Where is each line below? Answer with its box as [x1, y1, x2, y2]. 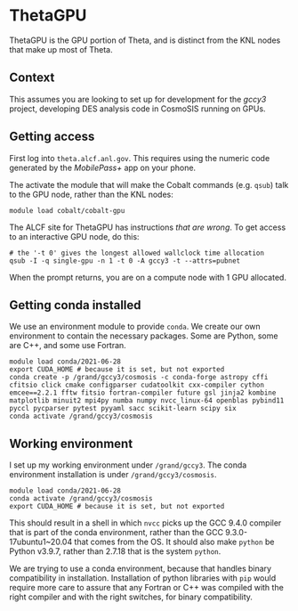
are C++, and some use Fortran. [9, 340, 126, 351]
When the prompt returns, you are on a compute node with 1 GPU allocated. [9, 272, 287, 282]
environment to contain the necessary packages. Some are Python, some [9, 330, 278, 341]
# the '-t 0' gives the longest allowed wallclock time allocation [9, 248, 265, 257]
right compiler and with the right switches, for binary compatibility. [9, 591, 254, 602]
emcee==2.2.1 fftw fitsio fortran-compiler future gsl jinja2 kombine [9, 388, 277, 397]
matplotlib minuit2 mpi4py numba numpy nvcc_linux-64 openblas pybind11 [9, 396, 285, 405]
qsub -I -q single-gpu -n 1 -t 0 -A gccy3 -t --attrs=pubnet [9, 256, 241, 265]
